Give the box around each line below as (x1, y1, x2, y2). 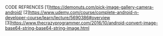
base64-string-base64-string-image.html (5, 25, 90, 31)
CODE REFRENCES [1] (5, 4, 50, 10)
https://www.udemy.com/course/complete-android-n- (29, 9, 139, 15)
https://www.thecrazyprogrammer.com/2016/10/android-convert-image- (10, 20, 159, 26)
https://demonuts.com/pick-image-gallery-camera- (49, 4, 154, 10)
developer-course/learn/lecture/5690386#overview (5, 15, 110, 20)
